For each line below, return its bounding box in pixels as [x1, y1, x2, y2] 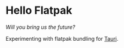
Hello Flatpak [5, 4, 72, 17]
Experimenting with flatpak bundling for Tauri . [5, 35, 119, 42]
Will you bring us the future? [5, 23, 75, 31]
